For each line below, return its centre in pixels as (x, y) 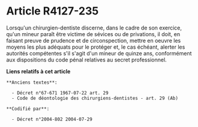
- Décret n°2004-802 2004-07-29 (52, 119)
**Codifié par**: (28, 109)
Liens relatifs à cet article (38, 71)
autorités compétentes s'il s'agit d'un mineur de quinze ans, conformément (99, 53)
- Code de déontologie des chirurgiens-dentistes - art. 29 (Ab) (95, 98)
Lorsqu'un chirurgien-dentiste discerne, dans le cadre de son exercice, (94, 28)
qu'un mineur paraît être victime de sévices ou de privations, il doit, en (93, 34)
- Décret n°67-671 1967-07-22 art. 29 (60, 93)
